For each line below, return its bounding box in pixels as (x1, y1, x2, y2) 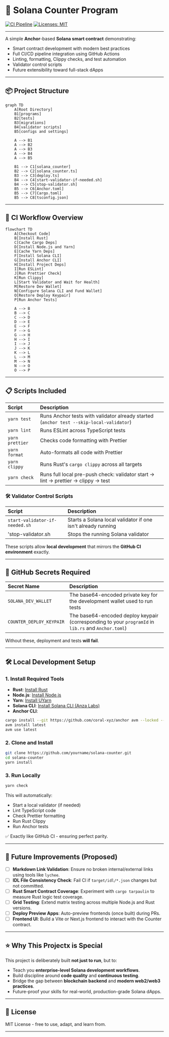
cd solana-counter (5, 755, 44, 760)
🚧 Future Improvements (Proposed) (5, 853, 118, 861)
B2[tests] (14, 116, 35, 121)
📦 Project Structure (5, 87, 69, 95)
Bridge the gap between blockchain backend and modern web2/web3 (12, 978, 161, 984)
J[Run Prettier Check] (14, 271, 62, 276)
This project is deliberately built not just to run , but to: (5, 957, 117, 963)
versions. (12, 905, 32, 911)
